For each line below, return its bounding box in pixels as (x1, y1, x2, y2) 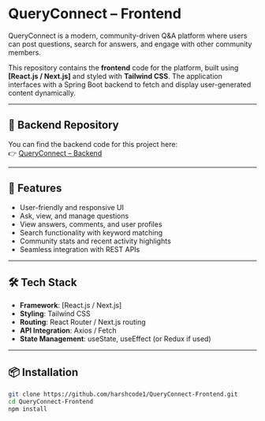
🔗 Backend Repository (8, 118, 120, 132)
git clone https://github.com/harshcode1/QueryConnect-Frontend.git (8, 390, 238, 399)
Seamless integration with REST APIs (19, 244, 140, 254)
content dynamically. (8, 88, 77, 97)
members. (8, 47, 42, 57)
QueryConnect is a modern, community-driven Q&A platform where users (8, 31, 248, 40)
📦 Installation (8, 365, 79, 379)
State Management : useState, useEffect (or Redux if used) (19, 334, 211, 344)
